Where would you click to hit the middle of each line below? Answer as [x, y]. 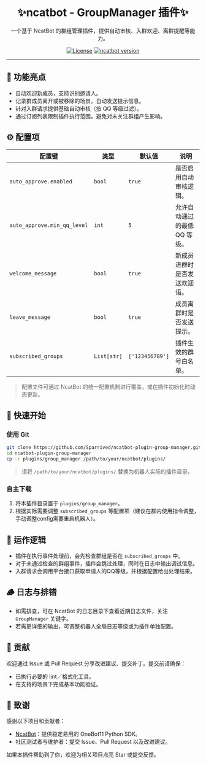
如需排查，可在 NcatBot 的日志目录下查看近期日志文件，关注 [91, 611]
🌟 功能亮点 [26, 77]
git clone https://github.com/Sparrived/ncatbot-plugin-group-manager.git [104, 448]
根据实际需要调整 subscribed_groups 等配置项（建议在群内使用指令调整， [107, 511]
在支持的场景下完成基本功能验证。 [58, 684]
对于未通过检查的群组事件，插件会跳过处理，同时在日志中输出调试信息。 [106, 563]
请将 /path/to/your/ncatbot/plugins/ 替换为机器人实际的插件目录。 [107, 471]
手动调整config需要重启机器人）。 [57, 519]
